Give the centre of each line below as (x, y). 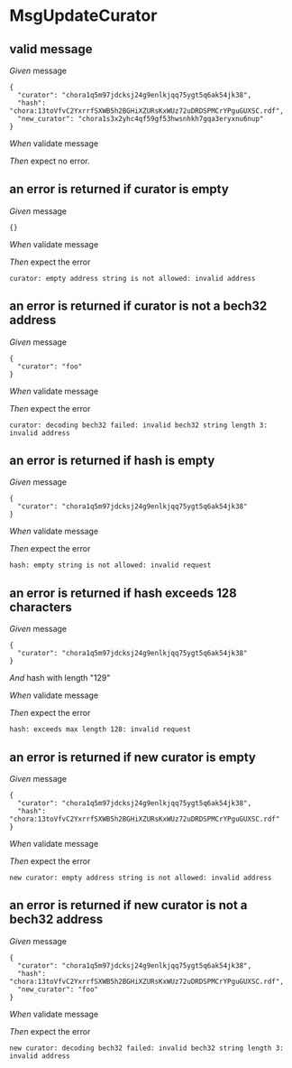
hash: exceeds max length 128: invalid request (100, 729)
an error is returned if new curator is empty (133, 757)
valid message (51, 49)
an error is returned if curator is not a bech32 (138, 306)
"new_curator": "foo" (58, 989)
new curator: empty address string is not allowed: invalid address (141, 878)
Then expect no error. (50, 161)
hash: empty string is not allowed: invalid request (110, 565)
